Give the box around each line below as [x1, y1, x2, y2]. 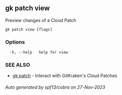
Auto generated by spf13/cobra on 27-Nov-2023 [5, 84, 105, 90]
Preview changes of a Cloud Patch [5, 17, 76, 23]
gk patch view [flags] [5, 27, 52, 32]
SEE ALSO [5, 61, 30, 68]
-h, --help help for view [9, 50, 68, 55]
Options [5, 38, 25, 45]
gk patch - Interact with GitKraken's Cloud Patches [12, 72, 117, 79]
